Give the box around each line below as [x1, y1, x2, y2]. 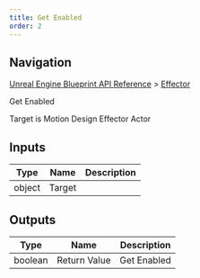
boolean [13, 254, 48, 266]
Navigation [9, 55, 72, 70]
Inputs [9, 139, 47, 155]
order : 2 [9, 22, 42, 31]
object [13, 182, 40, 194]
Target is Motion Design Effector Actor [9, 113, 152, 124]
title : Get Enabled [9, 13, 83, 22]
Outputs [9, 212, 57, 228]
